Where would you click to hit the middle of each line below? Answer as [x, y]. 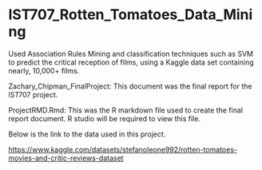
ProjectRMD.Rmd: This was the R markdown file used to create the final [126, 110]
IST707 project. [33, 94]
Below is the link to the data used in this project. [87, 134]
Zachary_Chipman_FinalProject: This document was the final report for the [130, 86]
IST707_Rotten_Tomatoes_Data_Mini [131, 15]
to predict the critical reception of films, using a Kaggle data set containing [131, 62]
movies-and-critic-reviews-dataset [66, 158]
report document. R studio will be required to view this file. [105, 118]
